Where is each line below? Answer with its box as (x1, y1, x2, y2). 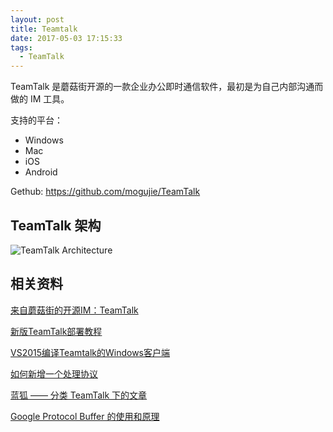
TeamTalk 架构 (10, 217, 102, 234)
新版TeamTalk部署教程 (10, 325, 103, 337)
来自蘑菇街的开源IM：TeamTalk (10, 304, 139, 316)
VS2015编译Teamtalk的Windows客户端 (10, 346, 170, 358)
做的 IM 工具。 (10, 93, 70, 105)
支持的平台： (10, 114, 63, 126)
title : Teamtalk (10, 24, 78, 34)
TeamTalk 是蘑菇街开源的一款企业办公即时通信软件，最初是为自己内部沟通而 (10, 81, 324, 93)
